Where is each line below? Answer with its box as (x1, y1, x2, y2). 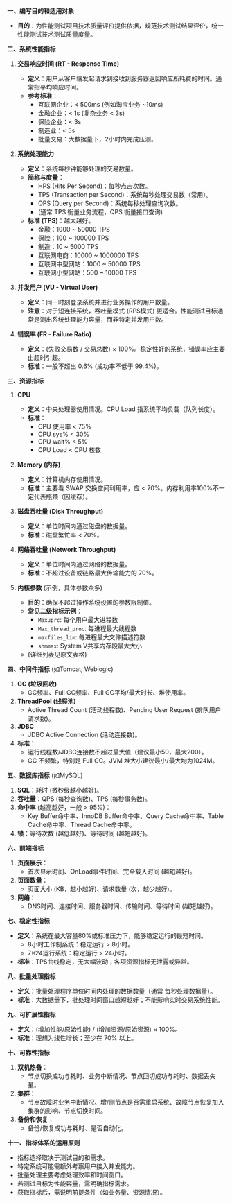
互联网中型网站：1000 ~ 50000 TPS (37, 260, 141, 268)
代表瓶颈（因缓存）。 (33, 492, 92, 501)
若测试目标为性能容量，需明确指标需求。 (17, 1179, 133, 1188)
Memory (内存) (17, 460, 61, 469)
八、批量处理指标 (7, 972, 56, 980)
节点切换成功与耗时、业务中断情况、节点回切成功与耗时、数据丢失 (27, 1072, 216, 1080)
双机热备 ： (17, 1064, 48, 1071)
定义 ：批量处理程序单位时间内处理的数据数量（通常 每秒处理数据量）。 (17, 987, 217, 995)
